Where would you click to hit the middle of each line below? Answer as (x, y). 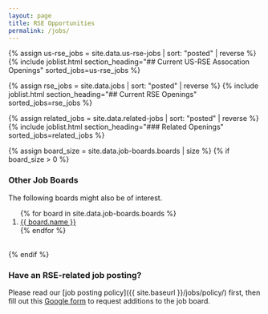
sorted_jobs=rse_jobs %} (51, 103)
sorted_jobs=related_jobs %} (57, 135)
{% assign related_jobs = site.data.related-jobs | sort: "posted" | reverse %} (134, 119)
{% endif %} (29, 254)
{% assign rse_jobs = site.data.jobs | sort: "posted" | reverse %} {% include (134, 86)
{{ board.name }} (48, 222)
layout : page (30, 16)
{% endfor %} (43, 230)
